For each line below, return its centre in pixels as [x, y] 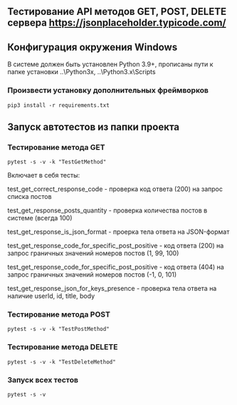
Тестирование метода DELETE [63, 347]
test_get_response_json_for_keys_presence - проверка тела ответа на [112, 289]
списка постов [30, 197]
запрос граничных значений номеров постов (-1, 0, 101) [92, 275]
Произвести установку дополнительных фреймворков [108, 91]
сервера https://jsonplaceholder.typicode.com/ [117, 23]
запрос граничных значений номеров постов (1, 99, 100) [93, 253]
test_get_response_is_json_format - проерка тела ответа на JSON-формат [118, 232]
